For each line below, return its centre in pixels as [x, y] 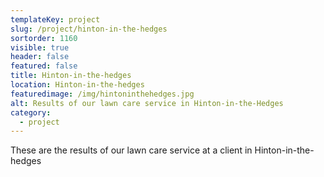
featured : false [44, 66]
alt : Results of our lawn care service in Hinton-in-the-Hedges [147, 103]
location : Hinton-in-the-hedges [77, 85]
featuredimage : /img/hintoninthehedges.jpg [102, 94]
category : [31, 112]
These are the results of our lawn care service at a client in [131, 150]
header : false [40, 57]
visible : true [40, 47]
